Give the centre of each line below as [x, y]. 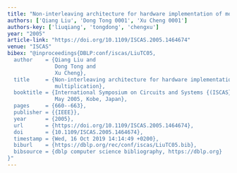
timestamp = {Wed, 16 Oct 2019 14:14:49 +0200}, [86, 138]
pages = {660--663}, [50, 106]
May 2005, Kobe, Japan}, [91, 100]
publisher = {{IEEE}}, [47, 112]
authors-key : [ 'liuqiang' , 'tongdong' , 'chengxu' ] [83, 27]
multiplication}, [80, 86]
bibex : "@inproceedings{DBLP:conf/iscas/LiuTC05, [82, 54]
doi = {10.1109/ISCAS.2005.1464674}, [78, 132]
